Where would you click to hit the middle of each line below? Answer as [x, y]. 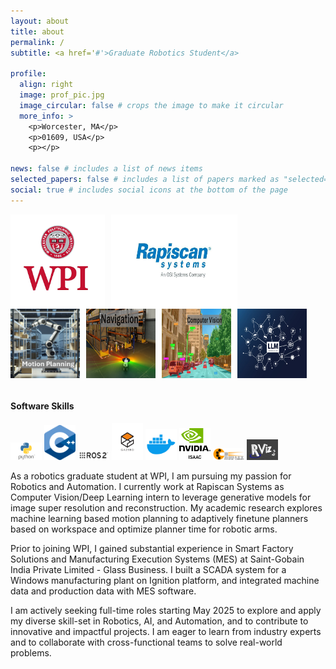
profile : [28, 74]
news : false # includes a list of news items [106, 169]
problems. [31, 652]
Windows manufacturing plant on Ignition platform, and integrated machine [165, 580]
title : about [37, 31]
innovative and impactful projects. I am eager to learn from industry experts [166, 631]
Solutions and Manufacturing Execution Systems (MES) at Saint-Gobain [157, 559]
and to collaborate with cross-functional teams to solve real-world [146, 642]
